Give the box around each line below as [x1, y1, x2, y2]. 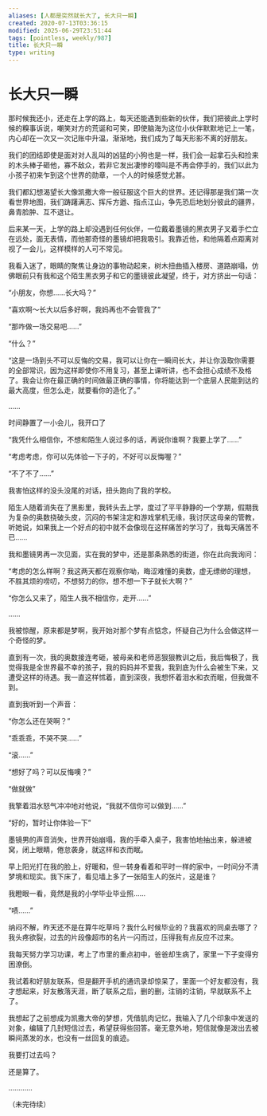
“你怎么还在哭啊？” [8, 716, 71, 725]
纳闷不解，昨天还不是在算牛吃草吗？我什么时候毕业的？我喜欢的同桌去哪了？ [8, 922, 259, 932]
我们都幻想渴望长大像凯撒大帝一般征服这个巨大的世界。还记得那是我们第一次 [8, 187, 259, 196]
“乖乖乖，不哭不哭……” [8, 733, 82, 742]
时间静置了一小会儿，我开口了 [8, 418, 106, 427]
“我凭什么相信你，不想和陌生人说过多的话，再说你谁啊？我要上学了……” [8, 434, 242, 444]
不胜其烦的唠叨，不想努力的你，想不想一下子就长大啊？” [8, 576, 193, 586]
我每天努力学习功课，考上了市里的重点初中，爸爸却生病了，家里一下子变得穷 [8, 949, 259, 959]
